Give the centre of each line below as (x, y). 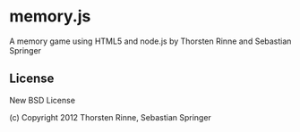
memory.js (50, 16)
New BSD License (43, 100)
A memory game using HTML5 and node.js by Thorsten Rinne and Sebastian (150, 41)
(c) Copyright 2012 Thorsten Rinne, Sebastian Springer (111, 117)
